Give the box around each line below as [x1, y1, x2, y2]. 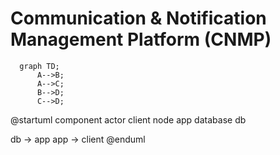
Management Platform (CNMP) [10, 28, 272, 51]
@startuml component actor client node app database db [10, 113, 247, 126]
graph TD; [19, 61, 60, 71]
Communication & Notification [10, 7, 267, 30]
